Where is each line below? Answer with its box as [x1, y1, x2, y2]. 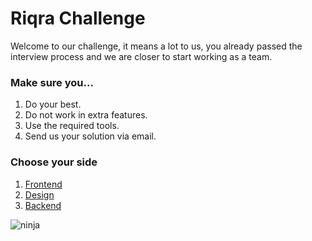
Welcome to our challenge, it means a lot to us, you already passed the [10, 40, 303, 52]
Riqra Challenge [10, 7, 146, 30]
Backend [24, 199, 62, 211]
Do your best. [24, 98, 82, 111]
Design [24, 188, 55, 201]
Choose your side [10, 155, 98, 169]
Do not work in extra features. [24, 109, 148, 121]
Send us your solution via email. [24, 130, 157, 142]
